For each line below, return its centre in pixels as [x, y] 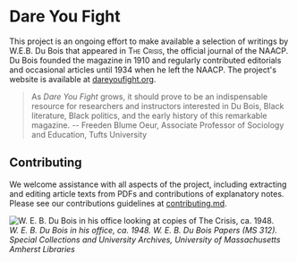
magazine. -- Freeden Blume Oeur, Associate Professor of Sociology [157, 125]
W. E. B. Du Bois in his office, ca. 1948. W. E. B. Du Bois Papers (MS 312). [144, 230]
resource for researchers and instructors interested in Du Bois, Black [157, 106]
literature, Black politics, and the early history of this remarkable [149, 115]
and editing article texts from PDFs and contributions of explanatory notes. [147, 193]
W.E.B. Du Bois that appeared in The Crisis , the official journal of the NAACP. [149, 50]
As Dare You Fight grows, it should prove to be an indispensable [149, 97]
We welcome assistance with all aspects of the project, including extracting [148, 184]
